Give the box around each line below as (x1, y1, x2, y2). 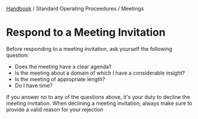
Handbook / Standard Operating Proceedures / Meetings (6, 5, 144, 12)
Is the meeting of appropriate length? (14, 75, 105, 82)
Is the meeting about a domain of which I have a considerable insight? (14, 69, 185, 76)
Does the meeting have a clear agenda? (14, 63, 112, 70)
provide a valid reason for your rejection (6, 106, 103, 113)
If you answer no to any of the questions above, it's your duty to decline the (6, 93, 190, 100)
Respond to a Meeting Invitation (6, 26, 165, 39)
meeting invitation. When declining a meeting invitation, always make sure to (6, 99, 193, 107)
